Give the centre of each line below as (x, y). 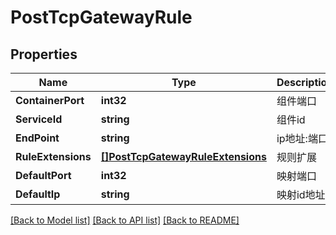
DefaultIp (38, 194)
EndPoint (37, 138)
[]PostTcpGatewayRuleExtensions (183, 156)
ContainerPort (50, 100)
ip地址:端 (297, 138)
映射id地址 (301, 194)
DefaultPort (43, 175)
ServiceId (39, 119)
